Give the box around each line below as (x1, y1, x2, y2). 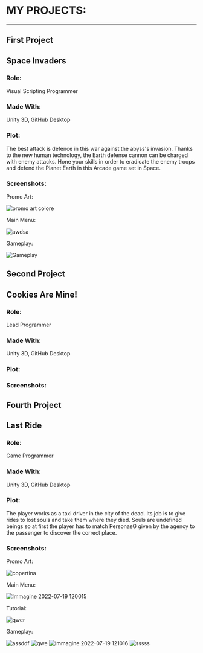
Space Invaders (6, 56, 66, 66)
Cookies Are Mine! (6, 289, 77, 299)
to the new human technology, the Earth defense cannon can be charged (6, 151, 188, 159)
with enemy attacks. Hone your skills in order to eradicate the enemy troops (6, 158, 195, 165)
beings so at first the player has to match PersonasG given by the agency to (6, 523, 195, 530)
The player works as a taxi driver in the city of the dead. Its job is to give (6, 509, 186, 517)
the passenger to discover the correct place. (6, 529, 117, 536)
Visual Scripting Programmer (6, 88, 79, 95)
